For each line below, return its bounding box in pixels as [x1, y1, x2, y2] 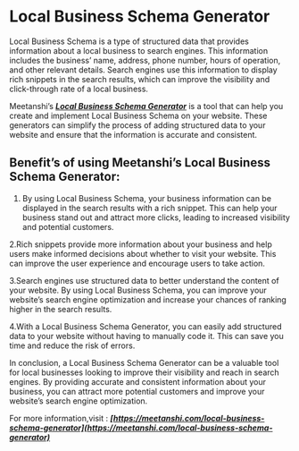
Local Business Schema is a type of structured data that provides [9, 36, 250, 47]
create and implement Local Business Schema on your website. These [9, 110, 268, 121]
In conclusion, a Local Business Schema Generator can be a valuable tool [9, 357, 279, 368]
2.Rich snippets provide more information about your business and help [9, 239, 272, 250]
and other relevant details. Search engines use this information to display [9, 64, 278, 75]
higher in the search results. [9, 303, 112, 314]
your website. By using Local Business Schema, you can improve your [9, 285, 268, 295]
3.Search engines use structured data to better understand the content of [9, 275, 279, 285]
